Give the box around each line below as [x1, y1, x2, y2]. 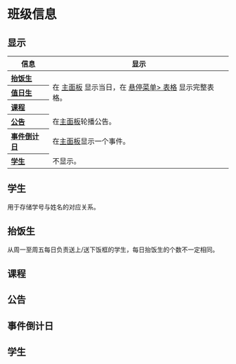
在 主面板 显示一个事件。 [52, 136, 130, 146]
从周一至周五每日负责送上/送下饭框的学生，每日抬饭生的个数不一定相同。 [7, 245, 219, 254]
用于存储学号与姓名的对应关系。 [7, 202, 100, 211]
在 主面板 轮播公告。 [52, 117, 116, 126]
